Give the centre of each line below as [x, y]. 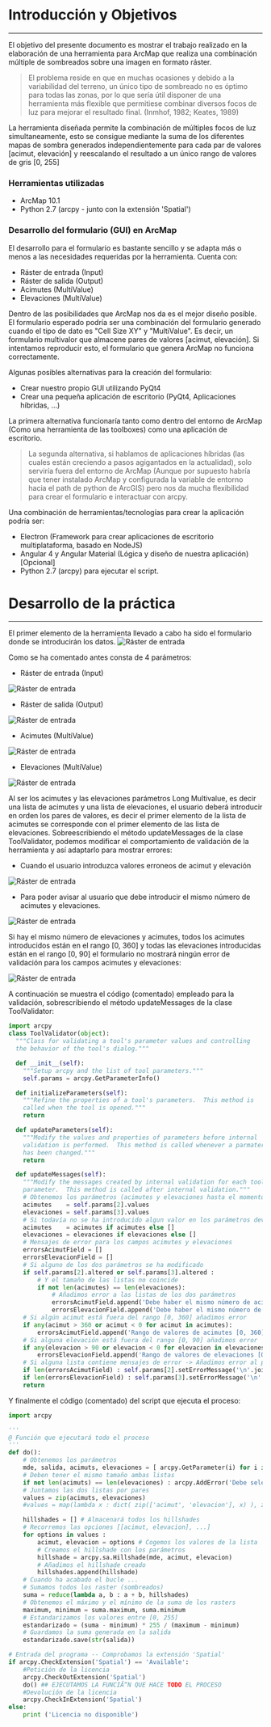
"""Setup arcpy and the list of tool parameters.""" [113, 1070]
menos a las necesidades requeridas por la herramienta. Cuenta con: [123, 256]
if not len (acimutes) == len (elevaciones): [111, 1287]
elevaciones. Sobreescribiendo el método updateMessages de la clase [126, 833]
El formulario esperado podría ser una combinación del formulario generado [135, 322]
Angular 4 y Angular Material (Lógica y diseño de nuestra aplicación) [134, 553]
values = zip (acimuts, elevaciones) [85, 1497]
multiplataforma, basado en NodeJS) [81, 545]
